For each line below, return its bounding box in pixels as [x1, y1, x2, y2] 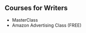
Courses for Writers [4, 4, 68, 12]
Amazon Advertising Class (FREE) [11, 22, 82, 28]
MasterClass [11, 17, 38, 23]
